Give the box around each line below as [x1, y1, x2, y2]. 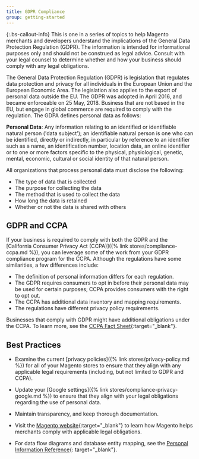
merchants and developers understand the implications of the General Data [6, 37, 191, 44]
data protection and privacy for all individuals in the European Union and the [6, 80, 192, 87]
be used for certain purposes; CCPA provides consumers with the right [14, 286, 189, 293]
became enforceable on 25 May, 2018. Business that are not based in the [6, 99, 185, 106]
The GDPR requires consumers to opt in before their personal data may [14, 279, 189, 286]
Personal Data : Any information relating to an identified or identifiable [6, 123, 176, 130]
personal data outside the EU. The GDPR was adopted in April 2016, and [6, 93, 182, 100]
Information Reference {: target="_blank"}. [14, 446, 118, 453]
